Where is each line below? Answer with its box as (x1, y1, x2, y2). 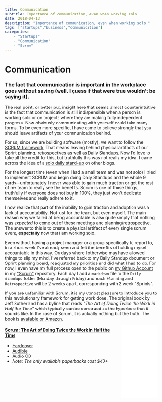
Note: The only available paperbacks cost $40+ (12, 358, 108, 364)
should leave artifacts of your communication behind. (5, 130, 111, 136)
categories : (5, 30, 29, 34)
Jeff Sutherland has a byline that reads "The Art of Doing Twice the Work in (5, 301, 156, 307)
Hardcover (12, 343, 33, 349)
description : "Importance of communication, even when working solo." (5, 20, 150, 26)
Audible (12, 348, 28, 354)
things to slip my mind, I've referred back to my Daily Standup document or (5, 255, 155, 261)
